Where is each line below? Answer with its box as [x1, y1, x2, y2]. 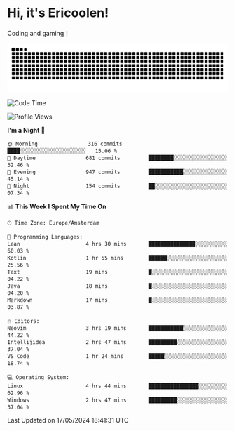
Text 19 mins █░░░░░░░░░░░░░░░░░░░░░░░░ [7, 268, 228, 275]
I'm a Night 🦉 [7, 126, 46, 134]
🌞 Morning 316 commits [7, 140, 123, 147]
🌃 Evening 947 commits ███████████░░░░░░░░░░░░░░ [7, 168, 228, 175]
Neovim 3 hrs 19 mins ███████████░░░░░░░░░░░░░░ [7, 324, 228, 331]
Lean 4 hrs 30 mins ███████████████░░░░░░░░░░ [7, 240, 228, 247]
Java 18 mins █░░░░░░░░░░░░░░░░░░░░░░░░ [7, 282, 228, 289]
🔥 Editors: [7, 317, 40, 324]
